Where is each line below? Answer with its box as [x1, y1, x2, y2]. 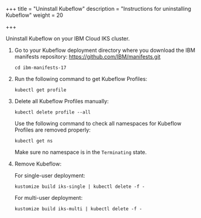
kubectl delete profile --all [14, 109, 91, 115]
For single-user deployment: [14, 172, 85, 179]
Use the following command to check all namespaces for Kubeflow [14, 120, 182, 127]
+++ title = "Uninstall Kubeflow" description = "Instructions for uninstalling [5, 5, 191, 12]
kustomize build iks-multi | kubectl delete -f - [14, 206, 143, 212]
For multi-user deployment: [14, 194, 83, 201]
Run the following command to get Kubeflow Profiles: [14, 75, 148, 82]
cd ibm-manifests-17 [14, 65, 67, 71]
